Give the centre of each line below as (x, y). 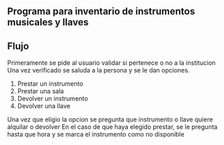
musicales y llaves (48, 23)
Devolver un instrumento (53, 99)
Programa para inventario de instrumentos (101, 12)
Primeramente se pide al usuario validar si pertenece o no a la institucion (111, 63)
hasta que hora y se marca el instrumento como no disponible (96, 135)
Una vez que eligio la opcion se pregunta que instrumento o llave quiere (110, 120)
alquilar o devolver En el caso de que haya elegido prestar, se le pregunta (112, 127)
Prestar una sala (40, 91)
